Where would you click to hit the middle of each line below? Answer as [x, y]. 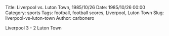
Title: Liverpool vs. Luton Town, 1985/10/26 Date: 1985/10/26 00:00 [75, 7]
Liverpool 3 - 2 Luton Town [33, 28]
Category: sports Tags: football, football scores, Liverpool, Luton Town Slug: [85, 13]
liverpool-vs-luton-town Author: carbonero [50, 18]
